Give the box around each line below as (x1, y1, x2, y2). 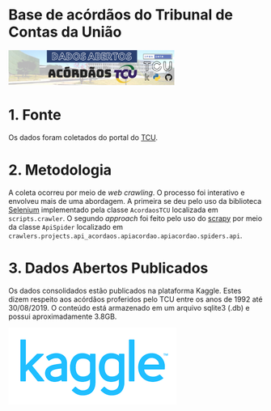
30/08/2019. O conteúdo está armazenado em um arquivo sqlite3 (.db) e (8, 303, 250, 312)
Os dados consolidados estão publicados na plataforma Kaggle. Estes (8, 286, 242, 295)
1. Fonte (8, 105, 62, 124)
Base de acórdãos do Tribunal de (8, 6, 233, 24)
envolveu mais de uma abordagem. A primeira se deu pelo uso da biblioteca (8, 196, 262, 205)
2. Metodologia (8, 160, 112, 179)
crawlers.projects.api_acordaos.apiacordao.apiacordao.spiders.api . (8, 231, 243, 240)
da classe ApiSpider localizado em (8, 222, 124, 231)
